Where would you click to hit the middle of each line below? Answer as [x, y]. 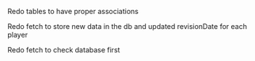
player [18, 35]
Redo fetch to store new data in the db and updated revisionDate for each [127, 26]
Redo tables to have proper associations [73, 11]
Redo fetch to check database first [64, 50]
